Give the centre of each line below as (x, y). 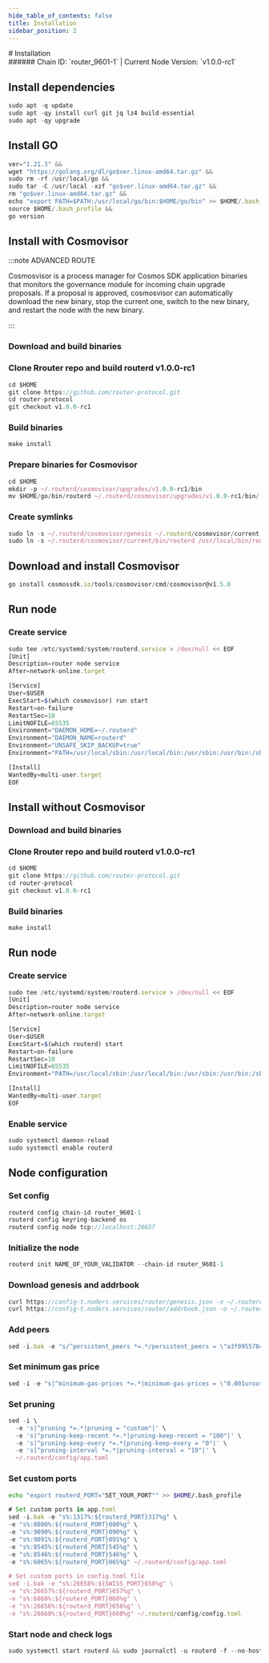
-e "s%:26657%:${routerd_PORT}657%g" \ (75, 1592)
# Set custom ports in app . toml (62, 1510)
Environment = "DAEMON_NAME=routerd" (68, 738)
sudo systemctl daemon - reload (59, 1141)
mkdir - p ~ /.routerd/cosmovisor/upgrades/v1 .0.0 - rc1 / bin (105, 489)
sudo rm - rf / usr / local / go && (59, 179)
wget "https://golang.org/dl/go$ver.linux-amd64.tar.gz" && (111, 172)
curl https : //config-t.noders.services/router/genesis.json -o (116, 1302)
